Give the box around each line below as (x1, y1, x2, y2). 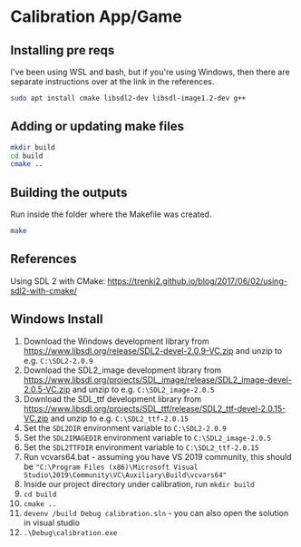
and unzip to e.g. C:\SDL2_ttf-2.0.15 (50, 413, 189, 424)
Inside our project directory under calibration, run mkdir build (23, 478, 255, 489)
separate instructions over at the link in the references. (10, 76, 215, 87)
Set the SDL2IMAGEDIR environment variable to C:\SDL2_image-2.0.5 (23, 432, 271, 443)
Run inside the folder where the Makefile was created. (10, 209, 212, 220)
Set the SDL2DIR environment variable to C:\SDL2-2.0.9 (23, 422, 228, 433)
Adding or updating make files (10, 119, 185, 134)
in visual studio (23, 517, 81, 528)
